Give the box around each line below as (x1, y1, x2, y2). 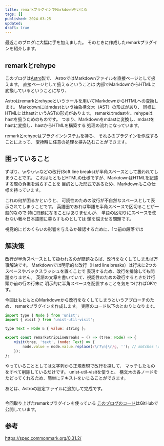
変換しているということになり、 (5, 87, 69, 93)
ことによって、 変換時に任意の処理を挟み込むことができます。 (5, 139, 129, 145)
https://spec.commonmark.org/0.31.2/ (5, 435, 82, 441)
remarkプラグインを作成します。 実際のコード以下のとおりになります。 (14, 303, 158, 309)
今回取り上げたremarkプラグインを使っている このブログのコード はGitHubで (5, 400, 159, 406)
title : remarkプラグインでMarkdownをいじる (5, 7, 88, 12)
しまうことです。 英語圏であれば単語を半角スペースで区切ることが (21, 203, 155, 209)
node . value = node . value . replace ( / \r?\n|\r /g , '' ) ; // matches (22, 344, 154, 349)
